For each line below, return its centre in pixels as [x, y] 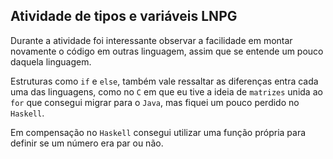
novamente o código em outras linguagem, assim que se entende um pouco [167, 51]
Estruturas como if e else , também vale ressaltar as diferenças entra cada [164, 81]
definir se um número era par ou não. [87, 143]
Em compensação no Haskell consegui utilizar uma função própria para [158, 132]
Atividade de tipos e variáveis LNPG [124, 16]
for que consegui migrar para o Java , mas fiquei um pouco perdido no [155, 102]
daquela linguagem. [51, 61]
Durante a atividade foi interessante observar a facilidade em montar [151, 40]
